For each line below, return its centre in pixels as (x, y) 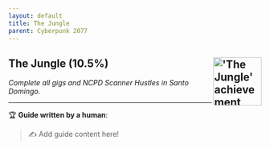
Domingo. (25, 91)
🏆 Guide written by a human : (58, 115)
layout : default (35, 16)
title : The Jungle (39, 23)
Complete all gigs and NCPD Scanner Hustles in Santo (98, 83)
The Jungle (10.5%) (59, 63)
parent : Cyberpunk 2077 (48, 31)
